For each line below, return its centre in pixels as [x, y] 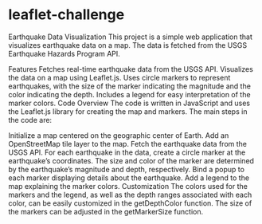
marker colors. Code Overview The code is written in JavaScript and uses [129, 103]
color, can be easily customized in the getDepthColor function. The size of [130, 203]
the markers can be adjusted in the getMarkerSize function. [106, 211]
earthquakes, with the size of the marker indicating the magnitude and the [129, 86]
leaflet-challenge [66, 15]
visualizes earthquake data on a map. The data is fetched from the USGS [128, 45]
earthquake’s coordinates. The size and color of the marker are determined [131, 160]
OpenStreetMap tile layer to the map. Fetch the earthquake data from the [128, 143]
